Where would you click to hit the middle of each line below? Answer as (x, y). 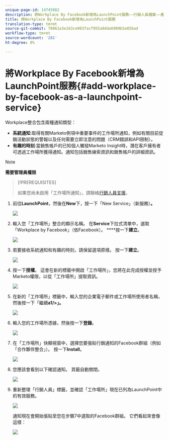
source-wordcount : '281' (31, 38)
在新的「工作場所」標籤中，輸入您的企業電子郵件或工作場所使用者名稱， (87, 296)
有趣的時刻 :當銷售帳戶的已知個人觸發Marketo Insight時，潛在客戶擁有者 (87, 145)
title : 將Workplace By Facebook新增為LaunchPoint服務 (60, 19)
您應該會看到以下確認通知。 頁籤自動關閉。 (57, 369)
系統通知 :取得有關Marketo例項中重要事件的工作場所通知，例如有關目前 (86, 133)
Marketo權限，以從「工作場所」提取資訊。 (56, 276)
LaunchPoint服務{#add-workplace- (81, 86)
